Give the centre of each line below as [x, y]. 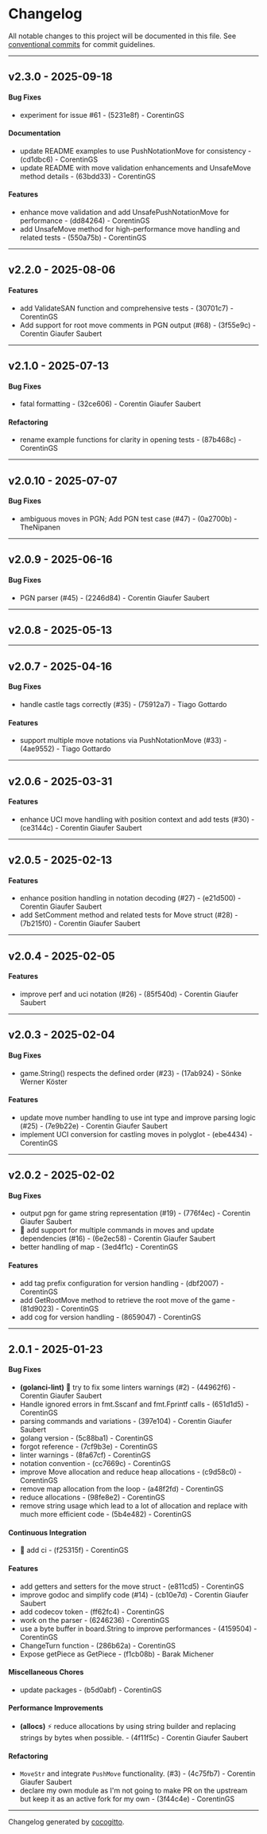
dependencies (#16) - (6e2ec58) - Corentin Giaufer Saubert [118, 1238]
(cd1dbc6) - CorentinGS [59, 159]
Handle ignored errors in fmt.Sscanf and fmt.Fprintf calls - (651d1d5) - [134, 1404]
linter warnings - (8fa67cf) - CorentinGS [85, 1455]
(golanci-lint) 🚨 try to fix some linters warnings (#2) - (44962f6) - [128, 1387]
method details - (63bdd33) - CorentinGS [88, 176]
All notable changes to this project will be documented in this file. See [122, 36]
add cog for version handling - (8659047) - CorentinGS [110, 1317]
